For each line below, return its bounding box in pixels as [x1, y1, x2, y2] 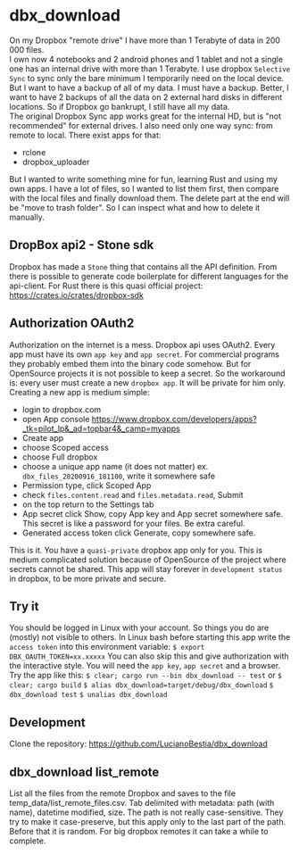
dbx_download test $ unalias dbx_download [9, 691, 168, 700]
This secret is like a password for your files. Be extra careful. [21, 518, 245, 528]
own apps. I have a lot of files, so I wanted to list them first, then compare [9, 183, 279, 194]
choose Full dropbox [21, 452, 98, 462]
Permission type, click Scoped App [21, 479, 152, 491]
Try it [9, 599, 39, 614]
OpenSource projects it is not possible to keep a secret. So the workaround [9, 368, 286, 378]
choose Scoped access [21, 442, 109, 452]
